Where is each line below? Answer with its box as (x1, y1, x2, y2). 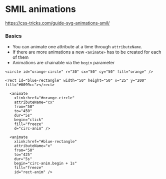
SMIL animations (5, 3, 76, 15)
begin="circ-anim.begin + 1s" (14, 161, 77, 166)
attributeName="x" (14, 144, 52, 149)
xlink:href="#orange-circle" (14, 96, 75, 101)
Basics (5, 32, 22, 39)
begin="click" (14, 117, 43, 123)
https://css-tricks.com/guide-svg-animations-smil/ (5, 20, 110, 26)
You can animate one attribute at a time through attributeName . (12, 44, 142, 50)
